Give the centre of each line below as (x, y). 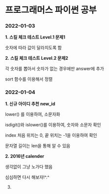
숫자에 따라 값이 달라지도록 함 (34, 48)
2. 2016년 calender (25, 156)
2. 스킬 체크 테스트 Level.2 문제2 (37, 58)
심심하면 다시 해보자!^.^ (27, 177)
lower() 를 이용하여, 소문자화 (33, 114)
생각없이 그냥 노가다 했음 (29, 166)
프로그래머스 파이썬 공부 (51, 10)
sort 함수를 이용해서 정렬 (29, 79)
